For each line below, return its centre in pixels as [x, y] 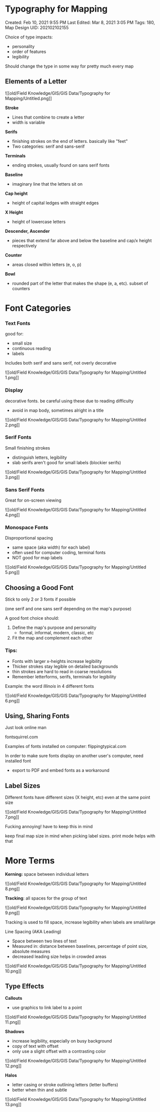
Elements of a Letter [36, 81]
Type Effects [25, 986]
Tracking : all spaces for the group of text [46, 898]
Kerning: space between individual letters [47, 874]
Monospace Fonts [27, 527]
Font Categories [38, 308]
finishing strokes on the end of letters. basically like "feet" [70, 141]
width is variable [28, 122]
